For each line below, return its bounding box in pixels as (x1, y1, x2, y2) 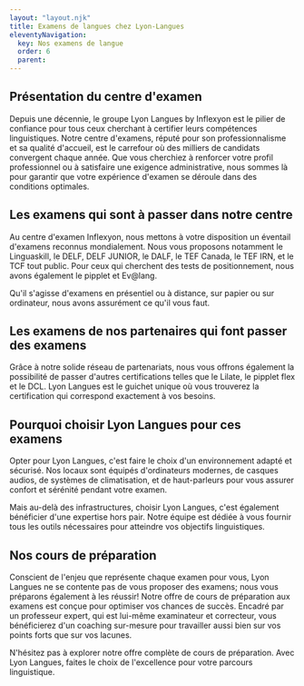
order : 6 (17, 47, 51, 56)
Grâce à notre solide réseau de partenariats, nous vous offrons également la (9, 362, 295, 373)
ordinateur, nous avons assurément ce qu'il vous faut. (9, 297, 211, 308)
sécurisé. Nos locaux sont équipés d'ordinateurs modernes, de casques (9, 465, 279, 476)
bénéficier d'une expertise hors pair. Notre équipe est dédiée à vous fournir (9, 512, 292, 522)
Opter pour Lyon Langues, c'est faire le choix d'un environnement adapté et (9, 455, 292, 466)
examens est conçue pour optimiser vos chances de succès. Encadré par (9, 601, 284, 611)
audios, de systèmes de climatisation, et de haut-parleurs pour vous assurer (9, 474, 295, 486)
